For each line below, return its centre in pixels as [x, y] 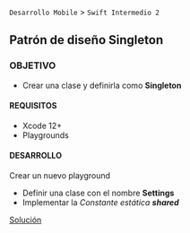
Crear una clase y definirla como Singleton [102, 85]
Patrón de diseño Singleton [86, 40]
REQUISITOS [33, 106]
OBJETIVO [33, 65]
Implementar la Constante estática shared [100, 203]
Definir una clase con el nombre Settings [98, 193]
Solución [26, 220]
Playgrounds [45, 135]
